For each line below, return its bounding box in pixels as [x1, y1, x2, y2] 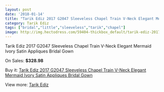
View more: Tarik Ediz [5, 82, 49, 88]
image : [5, 30, 19, 35]
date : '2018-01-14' [5, 12, 45, 17]
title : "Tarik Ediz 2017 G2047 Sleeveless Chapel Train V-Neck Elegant [5, 16, 154, 21]
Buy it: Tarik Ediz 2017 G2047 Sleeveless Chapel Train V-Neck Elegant [5, 67, 146, 73]
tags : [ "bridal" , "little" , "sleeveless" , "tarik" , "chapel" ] [5, 25, 125, 30]
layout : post [5, 7, 32, 12]
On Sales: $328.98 [5, 58, 44, 63]
